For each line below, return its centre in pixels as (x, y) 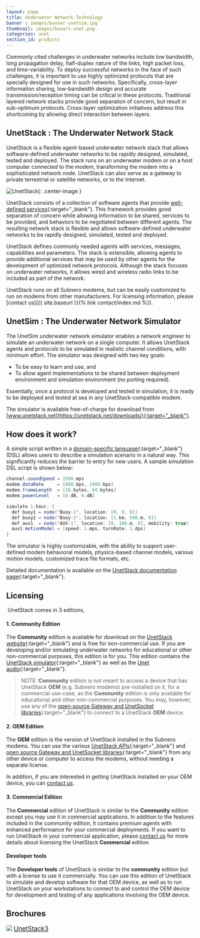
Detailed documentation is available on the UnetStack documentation (92, 570)
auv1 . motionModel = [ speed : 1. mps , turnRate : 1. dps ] (79, 529)
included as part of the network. (46, 278)
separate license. (28, 765)
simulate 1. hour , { (31, 506)
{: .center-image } (60, 191)
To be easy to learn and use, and (55, 366)
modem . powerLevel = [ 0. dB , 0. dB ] (51, 496)
